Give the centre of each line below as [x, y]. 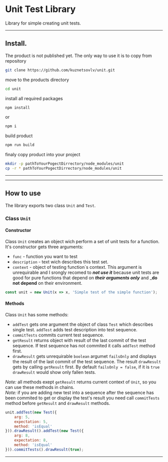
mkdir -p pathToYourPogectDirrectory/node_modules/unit [64, 164]
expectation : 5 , [31, 421]
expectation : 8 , [31, 440]
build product [19, 136]
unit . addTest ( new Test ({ [31, 412]
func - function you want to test [45, 256]
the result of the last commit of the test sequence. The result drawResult [87, 361]
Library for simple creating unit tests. [43, 23]
